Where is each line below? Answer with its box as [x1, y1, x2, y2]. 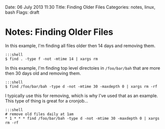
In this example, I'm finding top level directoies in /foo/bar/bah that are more [5, 65, 161, 71]
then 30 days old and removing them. [5, 70, 81, 76]
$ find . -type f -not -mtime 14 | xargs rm [5, 56, 98, 61]
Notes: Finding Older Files [5, 26, 113, 38]
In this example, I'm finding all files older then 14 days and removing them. [5, 43, 156, 49]
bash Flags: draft [5, 9, 39, 15]
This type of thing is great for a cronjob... [5, 98, 89, 103]
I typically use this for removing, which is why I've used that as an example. [5, 93, 159, 99]
